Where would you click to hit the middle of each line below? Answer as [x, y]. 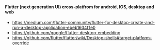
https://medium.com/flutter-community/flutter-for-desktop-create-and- [83, 23]
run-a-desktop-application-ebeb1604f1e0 [54, 28]
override [20, 43]
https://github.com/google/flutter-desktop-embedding [66, 33]
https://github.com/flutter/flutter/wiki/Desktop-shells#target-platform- [82, 38]
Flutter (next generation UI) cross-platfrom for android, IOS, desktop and [80, 7]
